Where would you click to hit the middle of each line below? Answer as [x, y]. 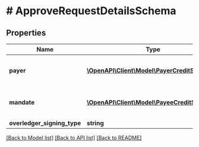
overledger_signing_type [45, 123]
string [95, 123]
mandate [22, 102]
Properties [26, 33]
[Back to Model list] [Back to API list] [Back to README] [74, 138]
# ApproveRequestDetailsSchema [91, 11]
